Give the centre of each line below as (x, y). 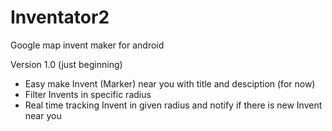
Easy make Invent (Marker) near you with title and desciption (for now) (170, 83)
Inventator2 (60, 17)
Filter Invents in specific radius (88, 94)
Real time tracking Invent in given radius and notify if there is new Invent (173, 105)
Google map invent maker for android (87, 45)
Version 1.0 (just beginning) (66, 64)
